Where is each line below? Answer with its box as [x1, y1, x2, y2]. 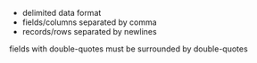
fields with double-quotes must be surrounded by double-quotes [9, 43, 248, 54]
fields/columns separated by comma [21, 17, 158, 28]
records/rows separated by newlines [21, 27, 158, 36]
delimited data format [21, 8, 102, 18]
